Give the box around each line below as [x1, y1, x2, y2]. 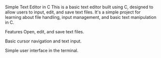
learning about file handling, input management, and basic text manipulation [5, 14, 157, 20]
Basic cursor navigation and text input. [5, 38, 82, 44]
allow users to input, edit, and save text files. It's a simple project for [5, 9, 141, 15]
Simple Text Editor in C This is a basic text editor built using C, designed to [5, 4, 154, 10]
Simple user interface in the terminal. [5, 48, 79, 53]
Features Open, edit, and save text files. [5, 29, 85, 34]
